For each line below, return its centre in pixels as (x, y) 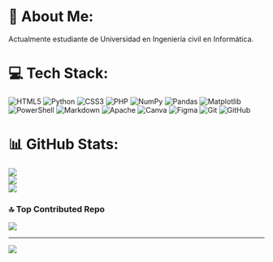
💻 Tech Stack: (58, 73)
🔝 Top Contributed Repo (57, 208)
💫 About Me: (51, 17)
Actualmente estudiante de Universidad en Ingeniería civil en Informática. (131, 39)
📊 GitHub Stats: (64, 144)
